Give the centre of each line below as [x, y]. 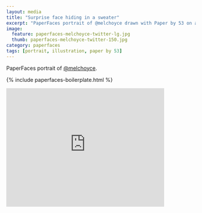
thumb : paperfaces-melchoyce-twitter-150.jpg [70, 40]
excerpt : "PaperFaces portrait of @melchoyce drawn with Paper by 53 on [99, 23]
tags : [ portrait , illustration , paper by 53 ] [64, 51]
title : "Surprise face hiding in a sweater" [63, 17]
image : [14, 29]
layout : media [24, 12]
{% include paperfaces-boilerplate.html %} [60, 79]
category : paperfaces [33, 46]
